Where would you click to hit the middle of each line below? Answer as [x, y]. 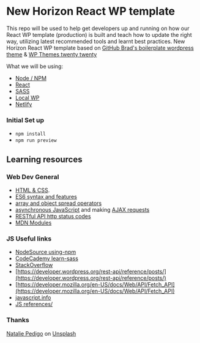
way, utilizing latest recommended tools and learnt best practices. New [96, 41]
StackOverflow [34, 265]
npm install [30, 134]
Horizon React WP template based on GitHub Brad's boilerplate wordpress [100, 48]
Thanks [18, 320]
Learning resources [44, 159]
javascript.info [33, 298]
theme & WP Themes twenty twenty [52, 54]
